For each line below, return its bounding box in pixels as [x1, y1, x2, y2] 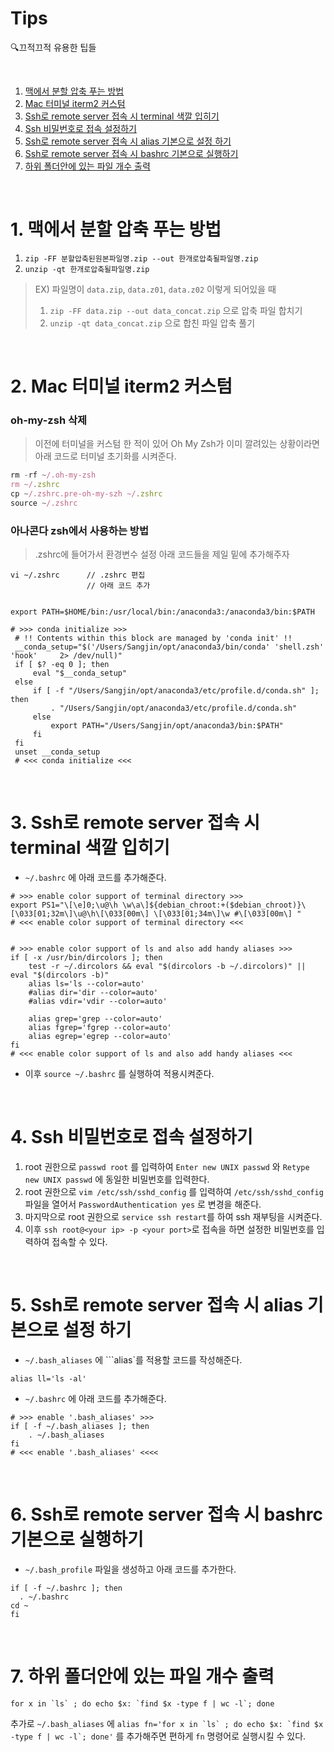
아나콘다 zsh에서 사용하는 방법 [10, 523, 149, 537]
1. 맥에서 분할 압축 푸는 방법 [10, 218, 222, 241]
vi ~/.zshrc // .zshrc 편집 [10, 570, 146, 581]
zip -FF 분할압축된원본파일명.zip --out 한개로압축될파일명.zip [24, 253, 259, 264]
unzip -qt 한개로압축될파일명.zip [24, 264, 150, 274]
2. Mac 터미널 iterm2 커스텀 [10, 375, 233, 398]
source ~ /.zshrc [10, 498, 78, 508]
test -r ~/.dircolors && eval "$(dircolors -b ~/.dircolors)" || [28, 962, 307, 972]
